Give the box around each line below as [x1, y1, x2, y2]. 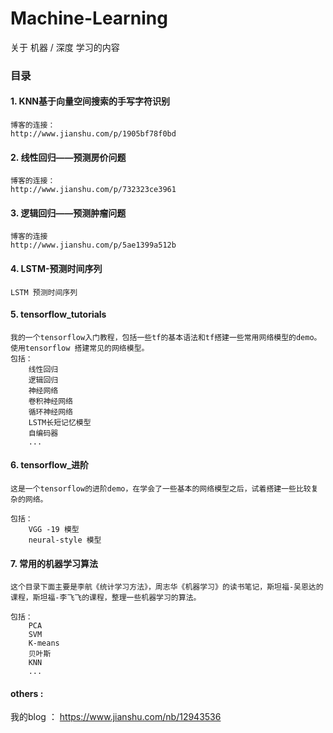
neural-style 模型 [28, 535, 102, 546]
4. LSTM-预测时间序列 [10, 263, 103, 275]
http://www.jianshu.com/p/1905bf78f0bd [10, 129, 177, 139]
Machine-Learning [10, 7, 168, 30]
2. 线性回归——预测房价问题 [10, 151, 127, 163]
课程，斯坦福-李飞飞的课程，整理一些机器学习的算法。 [10, 593, 202, 603]
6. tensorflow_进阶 [10, 459, 90, 471]
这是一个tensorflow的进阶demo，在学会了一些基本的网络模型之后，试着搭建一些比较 [10, 484, 312, 494]
